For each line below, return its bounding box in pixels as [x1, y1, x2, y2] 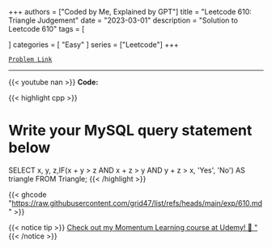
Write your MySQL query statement [8, 122, 253, 140]
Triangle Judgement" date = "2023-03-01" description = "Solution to [8, 15, 239, 25]
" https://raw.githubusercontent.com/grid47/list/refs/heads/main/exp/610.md [8, 198, 263, 207]
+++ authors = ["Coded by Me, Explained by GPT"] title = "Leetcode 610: [8, 7, 253, 16]
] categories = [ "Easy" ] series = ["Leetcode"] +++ [8, 40, 180, 49]
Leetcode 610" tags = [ [8, 24, 85, 33]
